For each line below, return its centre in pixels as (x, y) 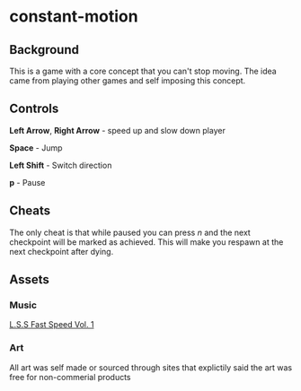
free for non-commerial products (70, 377)
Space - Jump (36, 148)
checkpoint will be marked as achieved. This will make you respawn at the (146, 242)
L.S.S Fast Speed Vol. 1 (52, 325)
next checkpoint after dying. (62, 251)
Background (44, 50)
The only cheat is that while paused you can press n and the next (130, 232)
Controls (34, 109)
